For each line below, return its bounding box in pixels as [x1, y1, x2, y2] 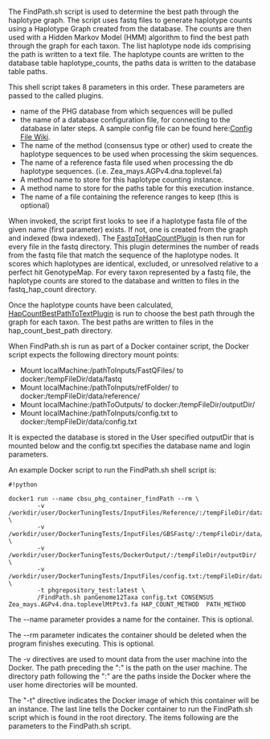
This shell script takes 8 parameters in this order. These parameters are [8, 82, 245, 92]
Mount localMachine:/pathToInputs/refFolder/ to [19, 382, 179, 392]
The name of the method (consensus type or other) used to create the [19, 141, 253, 150]
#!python [8, 481, 38, 489]
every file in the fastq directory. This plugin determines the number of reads [8, 242, 260, 251]
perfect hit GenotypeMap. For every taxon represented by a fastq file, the [8, 267, 252, 277]
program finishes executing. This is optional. [8, 639, 155, 648]
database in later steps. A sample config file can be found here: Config [19, 124, 253, 133]
